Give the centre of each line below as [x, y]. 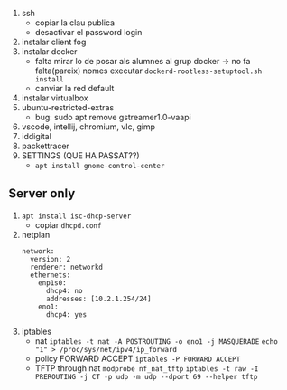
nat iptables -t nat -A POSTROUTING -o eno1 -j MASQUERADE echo [157, 341]
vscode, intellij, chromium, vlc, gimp [88, 127]
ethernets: [51, 275]
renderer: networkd [66, 267]
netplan [36, 234]
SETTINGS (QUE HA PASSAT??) [80, 156]
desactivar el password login [88, 32]
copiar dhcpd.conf [68, 224]
